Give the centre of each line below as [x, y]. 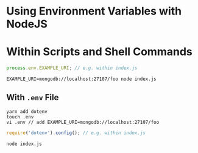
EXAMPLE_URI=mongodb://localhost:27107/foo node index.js [81, 79]
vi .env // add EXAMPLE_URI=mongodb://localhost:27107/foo [83, 122]
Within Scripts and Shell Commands [100, 52]
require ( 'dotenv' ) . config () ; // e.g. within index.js [76, 133]
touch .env [20, 117]
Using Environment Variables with [94, 11]
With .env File [33, 97]
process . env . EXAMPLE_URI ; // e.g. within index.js [72, 68]
